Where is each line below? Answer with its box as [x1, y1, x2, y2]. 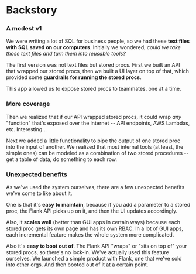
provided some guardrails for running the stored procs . [6, 74, 142, 81]
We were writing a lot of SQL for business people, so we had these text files [6, 37, 190, 44]
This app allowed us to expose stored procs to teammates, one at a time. [6, 85, 181, 93]
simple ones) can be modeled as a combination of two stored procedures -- [6, 149, 189, 156]
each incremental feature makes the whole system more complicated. [6, 231, 174, 238]
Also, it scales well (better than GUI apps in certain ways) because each [6, 219, 180, 226]
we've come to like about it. [6, 190, 73, 197]
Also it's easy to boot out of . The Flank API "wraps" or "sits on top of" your [6, 242, 187, 249]
